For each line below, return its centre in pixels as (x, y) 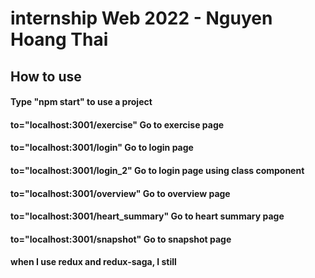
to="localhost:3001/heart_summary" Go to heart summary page (147, 216)
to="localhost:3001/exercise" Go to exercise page (117, 124)
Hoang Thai (59, 39)
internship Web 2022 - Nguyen (141, 18)
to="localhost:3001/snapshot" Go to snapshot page (121, 239)
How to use (46, 76)
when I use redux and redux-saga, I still (93, 262)
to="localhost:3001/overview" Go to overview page (120, 193)
